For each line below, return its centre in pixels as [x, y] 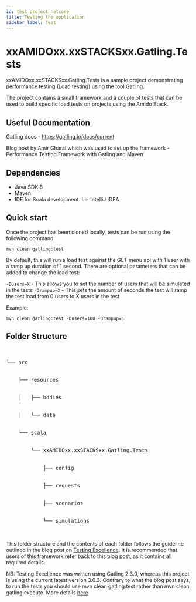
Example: [17, 307]
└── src [17, 362]
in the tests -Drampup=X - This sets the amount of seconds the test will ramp [97, 290]
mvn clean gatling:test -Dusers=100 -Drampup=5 [65, 318]
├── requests [62, 485]
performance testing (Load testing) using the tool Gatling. [75, 86]
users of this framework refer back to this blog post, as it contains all [89, 556]
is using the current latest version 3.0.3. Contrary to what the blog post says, [98, 580]
